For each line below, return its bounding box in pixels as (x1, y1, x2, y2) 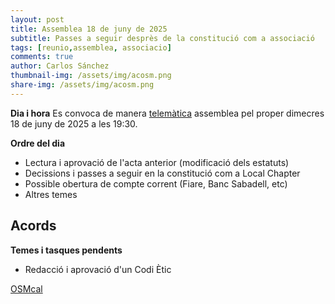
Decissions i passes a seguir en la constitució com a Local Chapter (24, 167, 301, 179)
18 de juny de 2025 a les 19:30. (10, 117, 138, 130)
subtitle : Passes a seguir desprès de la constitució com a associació (10, 33, 315, 43)
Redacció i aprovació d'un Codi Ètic (24, 263, 172, 275)
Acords (10, 217, 57, 235)
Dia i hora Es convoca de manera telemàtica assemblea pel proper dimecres (10, 107, 325, 119)
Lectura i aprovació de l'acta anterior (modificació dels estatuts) (24, 156, 290, 168)
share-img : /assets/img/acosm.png (10, 80, 155, 90)
